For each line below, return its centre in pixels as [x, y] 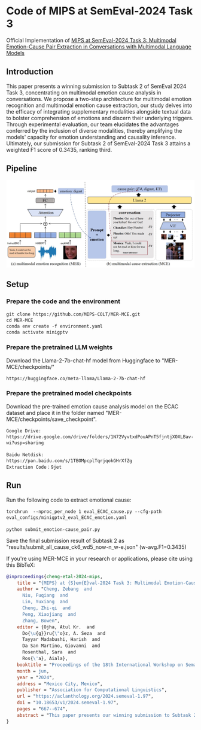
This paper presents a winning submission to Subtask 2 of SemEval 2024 [96, 86]
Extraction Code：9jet [34, 467]
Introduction [30, 72]
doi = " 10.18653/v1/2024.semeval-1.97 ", [68, 703]
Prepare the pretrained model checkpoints [69, 393]
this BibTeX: [21, 565]
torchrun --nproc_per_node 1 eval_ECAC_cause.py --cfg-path [84, 511]
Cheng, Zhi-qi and [46, 608]
